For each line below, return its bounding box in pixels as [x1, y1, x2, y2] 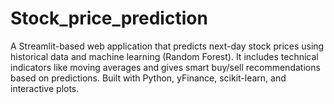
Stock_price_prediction [10, 7, 208, 30]
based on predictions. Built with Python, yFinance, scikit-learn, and [10, 72, 287, 84]
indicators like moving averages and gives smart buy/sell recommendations [10, 61, 321, 73]
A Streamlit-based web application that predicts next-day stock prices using [10, 40, 325, 52]
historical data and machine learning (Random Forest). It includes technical [10, 50, 319, 62]
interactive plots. [10, 82, 80, 94]
